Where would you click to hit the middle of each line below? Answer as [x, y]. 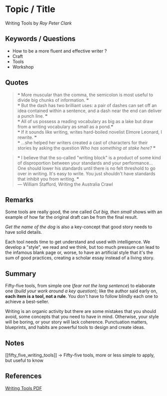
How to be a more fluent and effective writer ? [60, 51]
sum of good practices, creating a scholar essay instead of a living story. [80, 258]
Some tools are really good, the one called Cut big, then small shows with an [84, 212]
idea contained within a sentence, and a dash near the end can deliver [89, 111]
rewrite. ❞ [27, 137]
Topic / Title [30, 9]
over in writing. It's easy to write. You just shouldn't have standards [86, 173]
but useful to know [24, 360]
